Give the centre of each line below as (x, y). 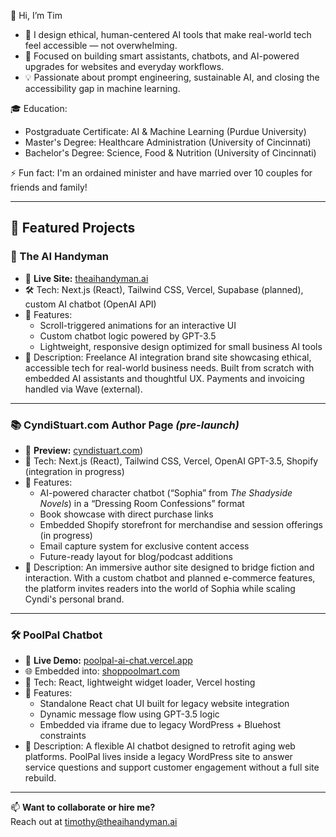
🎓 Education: (39, 108)
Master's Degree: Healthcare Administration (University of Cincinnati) (168, 142)
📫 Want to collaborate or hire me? (83, 807)
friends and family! (49, 187)
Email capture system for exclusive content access (144, 546)
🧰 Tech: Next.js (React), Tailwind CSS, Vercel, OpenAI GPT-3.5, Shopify (171, 461)
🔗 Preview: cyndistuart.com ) (84, 450)
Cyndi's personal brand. (74, 599)
